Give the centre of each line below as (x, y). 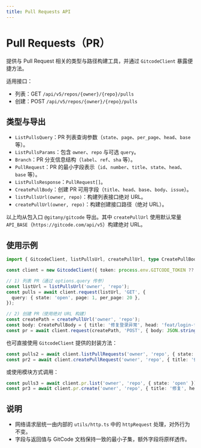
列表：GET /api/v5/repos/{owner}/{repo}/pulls (74, 94)
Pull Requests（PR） (58, 43)
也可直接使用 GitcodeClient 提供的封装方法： (62, 343)
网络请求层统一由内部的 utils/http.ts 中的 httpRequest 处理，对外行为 (102, 424)
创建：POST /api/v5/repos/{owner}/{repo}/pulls (76, 101)
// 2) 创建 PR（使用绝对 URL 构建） (47, 314)
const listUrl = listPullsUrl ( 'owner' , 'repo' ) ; (68, 286)
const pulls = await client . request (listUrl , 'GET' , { (76, 292)
